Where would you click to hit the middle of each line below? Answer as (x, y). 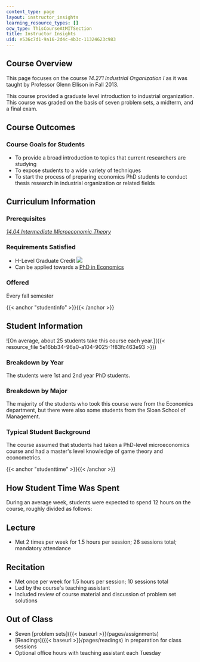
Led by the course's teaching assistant (62, 588)
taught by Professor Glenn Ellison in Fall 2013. (62, 84)
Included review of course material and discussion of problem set (95, 594)
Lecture (21, 527)
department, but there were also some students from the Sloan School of (96, 410)
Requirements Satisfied (41, 247)
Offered (18, 283)
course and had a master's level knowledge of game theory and (84, 451)
